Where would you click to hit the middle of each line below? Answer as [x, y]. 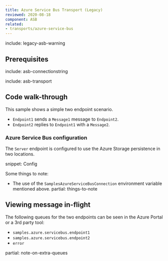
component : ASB [21, 19]
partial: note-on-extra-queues [36, 253]
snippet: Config [21, 164]
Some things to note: [27, 174]
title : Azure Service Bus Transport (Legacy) [54, 10]
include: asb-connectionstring [37, 71]
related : [14, 24]
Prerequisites [27, 59]
